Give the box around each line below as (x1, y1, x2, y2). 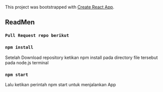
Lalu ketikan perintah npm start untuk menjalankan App (5, 81, 116, 87)
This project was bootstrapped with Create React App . (5, 4, 115, 10)
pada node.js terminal (5, 59, 49, 65)
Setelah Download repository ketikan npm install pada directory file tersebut (5, 55, 158, 60)
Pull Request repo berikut (5, 33, 69, 38)
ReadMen (5, 18, 35, 26)
